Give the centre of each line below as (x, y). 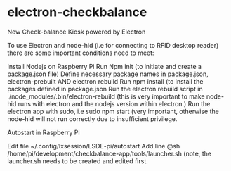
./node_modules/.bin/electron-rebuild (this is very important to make (106, 96)
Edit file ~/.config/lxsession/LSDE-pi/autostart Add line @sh (94, 146)
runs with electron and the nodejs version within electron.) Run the (114, 103)
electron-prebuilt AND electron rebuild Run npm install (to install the (105, 81)
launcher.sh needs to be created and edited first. (78, 161)
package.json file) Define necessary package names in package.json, (108, 74)
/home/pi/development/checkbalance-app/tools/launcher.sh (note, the (110, 153)
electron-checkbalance (77, 12)
